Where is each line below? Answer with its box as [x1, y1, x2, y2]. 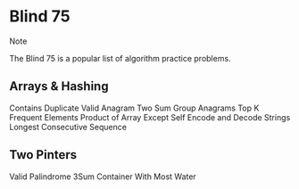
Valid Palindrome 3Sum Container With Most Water [9, 171, 196, 182]
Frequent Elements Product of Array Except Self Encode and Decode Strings [9, 111, 291, 122]
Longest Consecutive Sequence [9, 121, 128, 132]
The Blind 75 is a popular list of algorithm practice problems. [9, 53, 231, 63]
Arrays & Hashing [9, 78, 109, 94]
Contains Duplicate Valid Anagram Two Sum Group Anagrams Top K [9, 103, 260, 113]
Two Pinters [9, 147, 78, 162]
